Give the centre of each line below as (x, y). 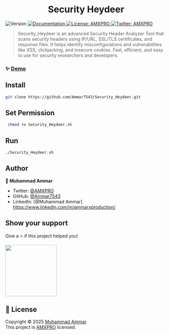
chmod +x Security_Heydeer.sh (40, 125)
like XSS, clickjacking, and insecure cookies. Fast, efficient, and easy (91, 50)
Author (17, 168)
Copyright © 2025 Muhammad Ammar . (47, 322)
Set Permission (30, 113)
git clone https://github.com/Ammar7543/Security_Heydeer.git (73, 97)
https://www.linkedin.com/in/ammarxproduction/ (64, 207)
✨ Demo (16, 69)
